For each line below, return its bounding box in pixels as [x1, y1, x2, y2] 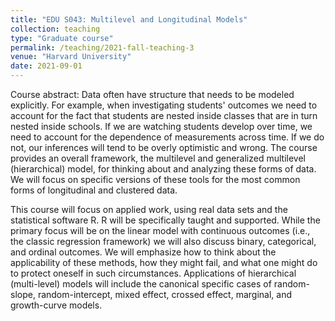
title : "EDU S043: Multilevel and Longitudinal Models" [10, 14, 248, 25]
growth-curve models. [10, 299, 103, 311]
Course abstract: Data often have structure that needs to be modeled [10, 89, 295, 100]
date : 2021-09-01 [10, 61, 83, 71]
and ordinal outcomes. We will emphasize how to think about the [10, 246, 277, 258]
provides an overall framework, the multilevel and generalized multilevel [10, 152, 306, 164]
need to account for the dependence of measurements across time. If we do [10, 131, 325, 143]
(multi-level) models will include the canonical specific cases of [10, 278, 272, 290]
